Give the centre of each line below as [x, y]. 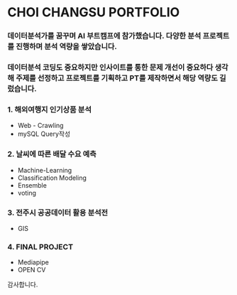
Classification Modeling [52, 178]
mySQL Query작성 [44, 134]
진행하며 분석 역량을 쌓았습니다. [66, 47]
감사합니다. [23, 284]
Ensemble [32, 185]
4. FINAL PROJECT [40, 247]
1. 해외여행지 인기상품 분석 [50, 109]
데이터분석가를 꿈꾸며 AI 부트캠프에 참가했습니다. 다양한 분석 [104, 36]
